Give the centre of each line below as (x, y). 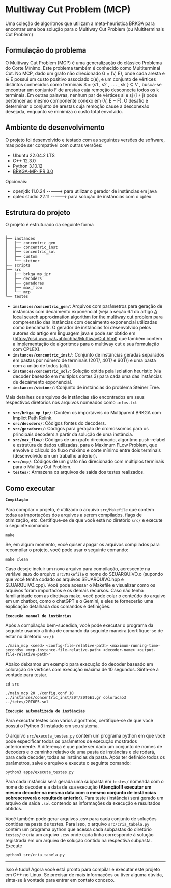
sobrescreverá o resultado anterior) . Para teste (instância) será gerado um (84, 798)
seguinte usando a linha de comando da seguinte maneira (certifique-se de (84, 631)
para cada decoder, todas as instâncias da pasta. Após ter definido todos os (85, 757)
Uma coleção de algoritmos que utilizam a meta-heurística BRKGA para (80, 23)
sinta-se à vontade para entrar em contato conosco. (60, 880)
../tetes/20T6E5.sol (27, 702)
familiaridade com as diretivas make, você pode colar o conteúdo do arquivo (85, 596)
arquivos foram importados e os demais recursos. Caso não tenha (75, 591)
